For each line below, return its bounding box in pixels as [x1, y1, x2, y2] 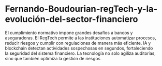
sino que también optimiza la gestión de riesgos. [5, 55, 102, 61]
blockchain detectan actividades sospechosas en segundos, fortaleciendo [5, 45, 153, 51]
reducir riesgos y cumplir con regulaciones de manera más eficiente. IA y [5, 40, 151, 46]
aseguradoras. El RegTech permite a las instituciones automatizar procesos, [5, 35, 156, 41]
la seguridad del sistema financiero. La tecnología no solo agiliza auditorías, [5, 50, 156, 56]
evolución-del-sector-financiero [5, 14, 138, 25]
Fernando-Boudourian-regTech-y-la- [5, 3, 158, 15]
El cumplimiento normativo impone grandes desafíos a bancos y [5, 30, 133, 35]
